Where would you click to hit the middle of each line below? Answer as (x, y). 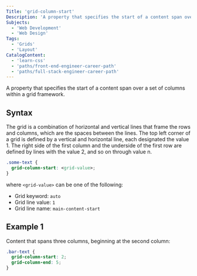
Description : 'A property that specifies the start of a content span (94, 17)
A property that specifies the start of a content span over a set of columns (96, 88)
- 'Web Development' (36, 28)
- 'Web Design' (30, 33)
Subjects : (18, 22)
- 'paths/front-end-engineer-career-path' (64, 66)
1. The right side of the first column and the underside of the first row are (94, 146)
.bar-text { (21, 252)
